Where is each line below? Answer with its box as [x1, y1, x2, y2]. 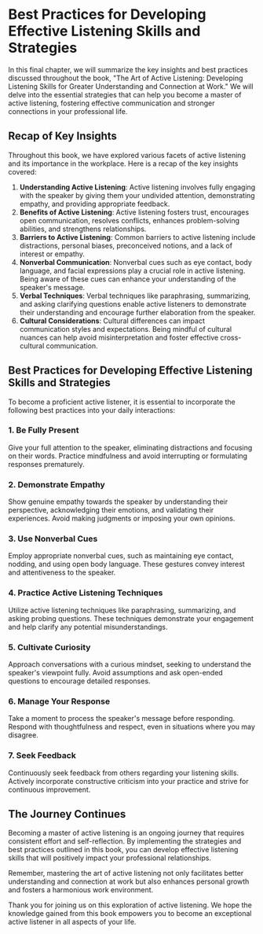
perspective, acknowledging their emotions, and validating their [8, 506, 214, 515]
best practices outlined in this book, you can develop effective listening [8, 845, 239, 855]
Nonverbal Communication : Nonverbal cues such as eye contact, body [19, 257, 253, 267]
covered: [8, 167, 37, 176]
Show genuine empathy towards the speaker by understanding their [8, 497, 228, 506]
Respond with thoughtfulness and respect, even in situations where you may [8, 722, 255, 732]
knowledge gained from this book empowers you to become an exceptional [8, 909, 252, 918]
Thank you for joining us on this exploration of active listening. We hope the [8, 900, 253, 910]
